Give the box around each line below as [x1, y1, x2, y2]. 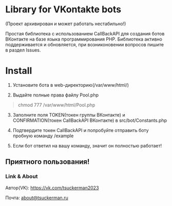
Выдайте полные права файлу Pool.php [12, 91, 99, 98]
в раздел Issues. [5, 47, 41, 53]
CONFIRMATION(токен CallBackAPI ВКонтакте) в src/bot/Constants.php [12, 117, 167, 123]
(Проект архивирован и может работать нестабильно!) [5, 21, 126, 27]
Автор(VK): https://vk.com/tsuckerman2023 [5, 184, 99, 191]
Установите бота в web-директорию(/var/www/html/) [12, 82, 129, 88]
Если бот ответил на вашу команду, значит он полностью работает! [12, 142, 162, 148]
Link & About [5, 173, 38, 180]
